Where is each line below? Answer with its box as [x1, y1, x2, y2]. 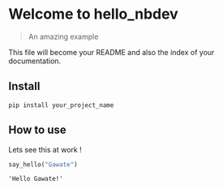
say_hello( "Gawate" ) [8, 160, 79, 169]
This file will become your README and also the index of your [8, 47, 215, 57]
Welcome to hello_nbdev [8, 5, 178, 24]
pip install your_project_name [8, 101, 114, 110]
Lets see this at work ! [8, 144, 83, 154]
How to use [8, 123, 66, 137]
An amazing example [28, 32, 99, 41]
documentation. [8, 56, 62, 66]
